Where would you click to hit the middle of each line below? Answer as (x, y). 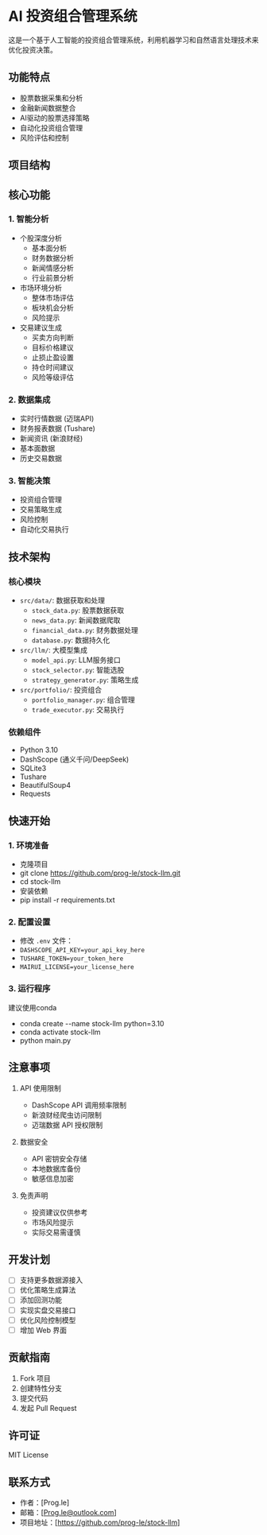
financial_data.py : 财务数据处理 (85, 630)
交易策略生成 (41, 510)
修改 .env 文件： (46, 941)
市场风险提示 (52, 1222)
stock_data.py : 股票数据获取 (78, 611)
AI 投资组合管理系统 (73, 16)
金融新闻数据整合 (48, 107)
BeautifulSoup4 (45, 785)
